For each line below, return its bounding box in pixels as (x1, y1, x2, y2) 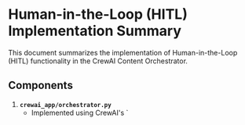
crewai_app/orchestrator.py (19, 101, 112, 109)
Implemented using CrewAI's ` (31, 108, 129, 117)
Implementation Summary (8, 22, 182, 40)
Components (8, 79, 73, 92)
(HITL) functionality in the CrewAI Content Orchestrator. (8, 56, 188, 66)
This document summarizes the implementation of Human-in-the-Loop (8, 48, 238, 57)
